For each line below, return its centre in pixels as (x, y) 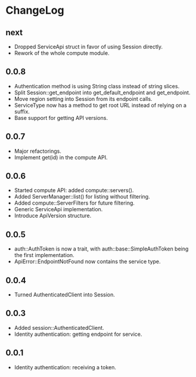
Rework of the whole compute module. (62, 53)
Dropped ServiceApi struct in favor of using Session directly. (88, 47)
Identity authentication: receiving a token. (65, 367)
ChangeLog (35, 10)
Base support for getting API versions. (61, 118)
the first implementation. (44, 255)
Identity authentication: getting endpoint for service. (78, 334)
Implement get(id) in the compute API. (61, 157)
